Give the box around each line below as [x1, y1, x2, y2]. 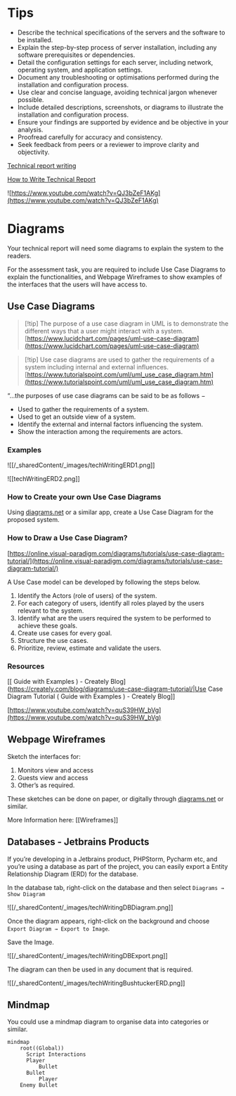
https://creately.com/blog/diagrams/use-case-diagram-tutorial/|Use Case [9, 684, 223, 693]
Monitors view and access [17, 765, 93, 775]
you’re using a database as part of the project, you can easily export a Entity [7, 862, 228, 870]
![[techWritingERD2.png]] [7, 474, 81, 483]
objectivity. [17, 148, 50, 156]
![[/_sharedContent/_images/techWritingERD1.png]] [7, 461, 155, 469]
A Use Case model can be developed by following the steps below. [7, 578, 201, 586]
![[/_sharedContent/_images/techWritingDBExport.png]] [7, 951, 169, 960]
